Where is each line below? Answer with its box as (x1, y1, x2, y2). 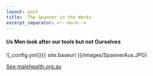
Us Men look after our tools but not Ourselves (6, 38, 121, 45)
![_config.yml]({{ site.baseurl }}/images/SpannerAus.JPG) (6, 51, 148, 58)
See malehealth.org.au (6, 63, 62, 70)
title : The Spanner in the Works (6, 14, 92, 20)
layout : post (6, 8, 39, 15)
